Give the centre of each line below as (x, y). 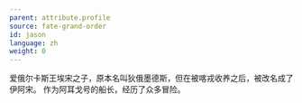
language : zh (34, 43)
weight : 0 (28, 51)
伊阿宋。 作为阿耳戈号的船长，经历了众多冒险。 (97, 89)
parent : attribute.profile (60, 18)
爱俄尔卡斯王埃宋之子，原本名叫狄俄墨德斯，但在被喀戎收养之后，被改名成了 (151, 79)
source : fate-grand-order (58, 26)
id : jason (28, 34)
